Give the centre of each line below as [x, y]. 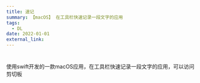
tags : [13, 23]
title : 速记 [20, 12]
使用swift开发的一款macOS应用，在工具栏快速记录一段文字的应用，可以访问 [100, 67]
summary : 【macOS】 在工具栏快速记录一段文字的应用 [65, 17]
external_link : [25, 39]
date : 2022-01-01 [28, 34]
